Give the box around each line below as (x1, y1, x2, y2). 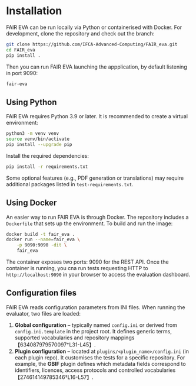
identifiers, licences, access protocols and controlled (14, 366, 143, 374)
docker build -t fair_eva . (6, 231, 75, 237)
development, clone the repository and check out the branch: (6, 30, 155, 37)
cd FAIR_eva (6, 47, 35, 53)
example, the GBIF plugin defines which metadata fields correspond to (14, 360, 187, 367)
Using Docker (6, 198, 57, 208)
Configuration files (6, 288, 77, 298)
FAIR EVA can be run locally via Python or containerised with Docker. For (6, 24, 182, 31)
